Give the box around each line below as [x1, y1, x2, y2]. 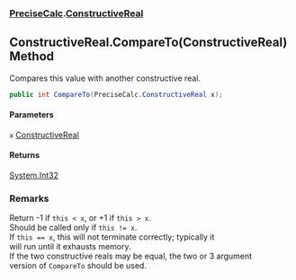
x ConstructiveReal [9, 129, 79, 140]
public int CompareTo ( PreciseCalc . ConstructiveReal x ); [9, 90, 223, 99]
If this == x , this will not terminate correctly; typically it [9, 232, 215, 242]
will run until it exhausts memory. [9, 241, 132, 252]
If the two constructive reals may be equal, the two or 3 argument [9, 250, 253, 262]
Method [9, 48, 55, 65]
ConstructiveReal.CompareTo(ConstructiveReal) [9, 35, 288, 50]
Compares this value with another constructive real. [9, 73, 201, 83]
